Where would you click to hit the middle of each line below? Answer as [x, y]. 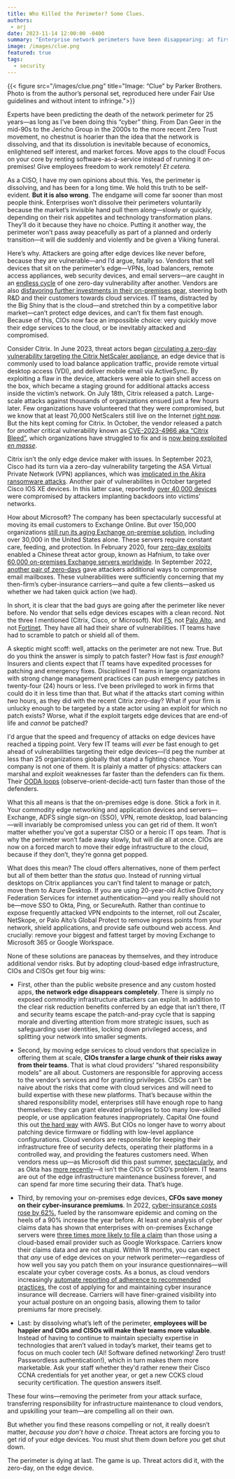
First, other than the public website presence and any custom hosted [116, 984]
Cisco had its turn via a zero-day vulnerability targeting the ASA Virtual [109, 466]
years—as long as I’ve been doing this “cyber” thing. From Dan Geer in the [114, 122]
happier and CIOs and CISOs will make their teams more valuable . [114, 1330]
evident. [19, 195]
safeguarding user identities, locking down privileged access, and [112, 1029]
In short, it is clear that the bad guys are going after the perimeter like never [116, 605]
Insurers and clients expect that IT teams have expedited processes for [109, 663]
